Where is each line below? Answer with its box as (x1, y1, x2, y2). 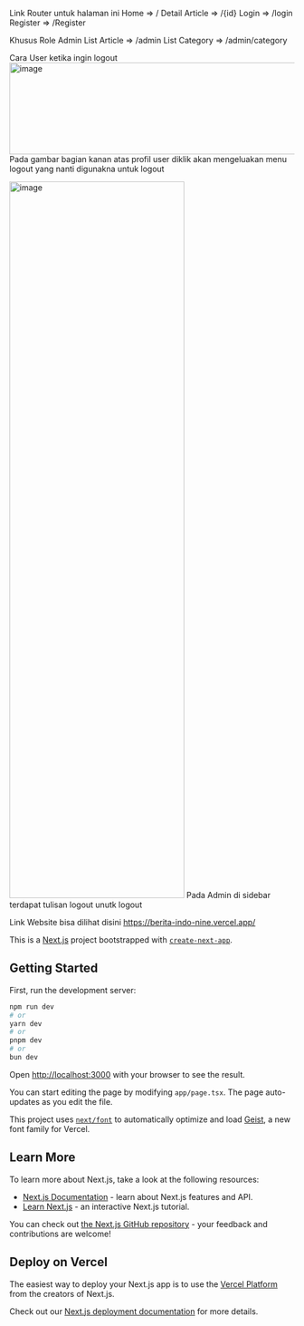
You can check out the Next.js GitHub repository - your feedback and (9, 1218, 269, 1229)
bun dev (9, 1053, 39, 1062)
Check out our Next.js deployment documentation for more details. (9, 1305, 259, 1317)
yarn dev (9, 1019, 43, 1028)
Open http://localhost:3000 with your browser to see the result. (9, 1069, 246, 1079)
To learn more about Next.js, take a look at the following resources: (9, 1174, 260, 1185)
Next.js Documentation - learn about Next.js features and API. (22, 1191, 253, 1202)
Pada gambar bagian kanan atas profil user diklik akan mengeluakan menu (9, 154, 288, 164)
